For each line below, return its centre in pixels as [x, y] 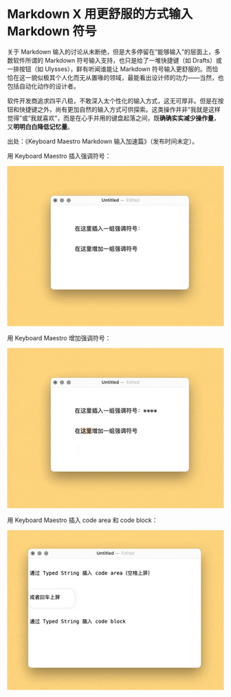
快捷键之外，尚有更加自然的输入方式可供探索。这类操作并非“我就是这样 [120, 109]
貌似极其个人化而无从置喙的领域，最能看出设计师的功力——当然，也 [127, 77]
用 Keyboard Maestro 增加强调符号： [59, 337]
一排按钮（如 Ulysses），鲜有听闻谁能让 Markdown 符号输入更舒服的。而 [110, 69]
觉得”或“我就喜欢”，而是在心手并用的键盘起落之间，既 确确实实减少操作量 [111, 118]
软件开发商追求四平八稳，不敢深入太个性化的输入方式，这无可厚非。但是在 [112, 101]
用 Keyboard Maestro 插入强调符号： [59, 156]
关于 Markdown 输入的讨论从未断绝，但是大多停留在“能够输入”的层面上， [111, 52]
